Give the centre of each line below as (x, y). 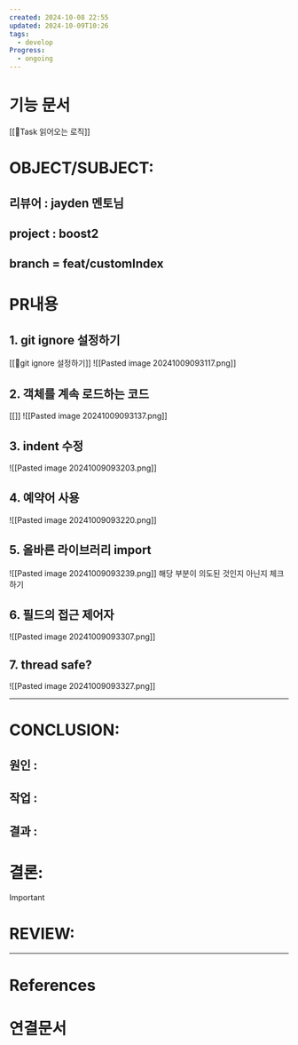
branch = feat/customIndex (86, 264)
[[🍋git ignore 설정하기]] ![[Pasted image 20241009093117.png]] (123, 363)
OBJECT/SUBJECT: (82, 168)
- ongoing (35, 59)
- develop (35, 42)
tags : (19, 34)
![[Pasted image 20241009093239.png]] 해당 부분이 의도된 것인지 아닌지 (138, 573)
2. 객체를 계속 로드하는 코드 (79, 394)
